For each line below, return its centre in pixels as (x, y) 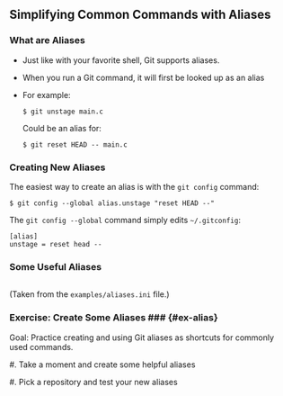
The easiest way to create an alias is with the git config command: (134, 186)
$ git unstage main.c (62, 112)
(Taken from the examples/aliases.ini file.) (89, 294)
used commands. (41, 346)
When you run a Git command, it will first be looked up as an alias (143, 77)
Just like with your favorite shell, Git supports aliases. (121, 60)
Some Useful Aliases (55, 266)
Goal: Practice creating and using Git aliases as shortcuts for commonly (142, 337)
